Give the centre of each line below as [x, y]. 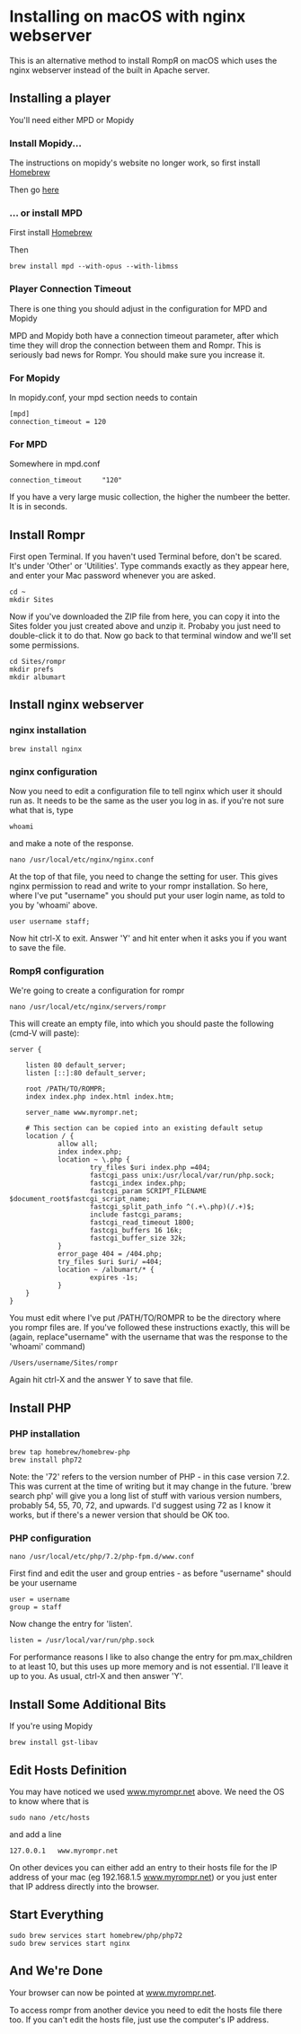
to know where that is [49, 1801]
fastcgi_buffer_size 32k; [138, 1238]
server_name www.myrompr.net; [82, 1113]
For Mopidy [35, 377]
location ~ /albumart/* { [106, 1270]
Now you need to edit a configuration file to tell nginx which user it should [146, 791]
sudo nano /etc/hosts [50, 1817]
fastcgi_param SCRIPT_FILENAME [148, 1191]
